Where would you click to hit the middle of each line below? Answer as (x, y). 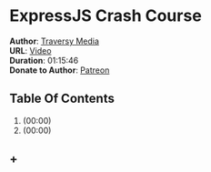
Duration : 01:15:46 (44, 60)
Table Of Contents (62, 99)
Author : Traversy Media (55, 41)
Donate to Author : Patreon (60, 70)
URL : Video (30, 50)
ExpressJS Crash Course (105, 16)
